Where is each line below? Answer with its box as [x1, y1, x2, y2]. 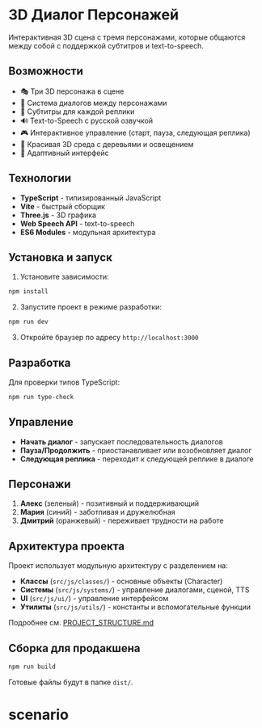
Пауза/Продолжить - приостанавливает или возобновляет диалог [19, 445, 252, 455]
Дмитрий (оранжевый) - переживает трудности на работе [19, 515, 224, 526]
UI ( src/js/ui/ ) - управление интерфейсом [19, 594, 169, 604]
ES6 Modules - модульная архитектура [19, 227, 156, 237]
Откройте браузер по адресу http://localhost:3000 [19, 333, 199, 343]
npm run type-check [8, 393, 74, 401]
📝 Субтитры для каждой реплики [19, 107, 135, 116]
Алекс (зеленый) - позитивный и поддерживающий [19, 499, 200, 508]
